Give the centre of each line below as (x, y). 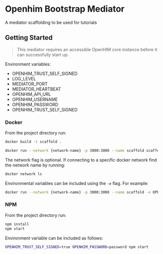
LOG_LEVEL (24, 78)
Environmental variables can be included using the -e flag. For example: (77, 183)
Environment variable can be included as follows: (54, 238)
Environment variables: (28, 64)
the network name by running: (35, 165)
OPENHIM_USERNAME (35, 99)
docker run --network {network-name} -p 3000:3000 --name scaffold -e (78, 192)
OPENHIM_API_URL (32, 94)
